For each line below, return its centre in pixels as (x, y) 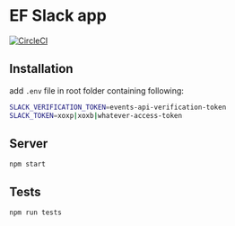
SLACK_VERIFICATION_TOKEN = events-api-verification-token (118, 107)
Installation (41, 69)
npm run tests (36, 212)
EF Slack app (58, 16)
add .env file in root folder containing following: (96, 90)
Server (29, 144)
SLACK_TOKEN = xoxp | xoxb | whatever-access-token (96, 115)
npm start (28, 164)
